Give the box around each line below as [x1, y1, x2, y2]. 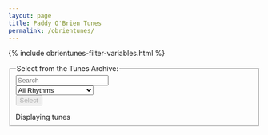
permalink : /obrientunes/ [8, 26, 94, 34]
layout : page [8, 11, 52, 20]
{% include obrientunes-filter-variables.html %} [8, 49, 166, 58]
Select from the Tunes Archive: [16, 64, 118, 73]
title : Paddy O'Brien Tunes [8, 19, 102, 27]
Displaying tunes [15, 113, 70, 122]
